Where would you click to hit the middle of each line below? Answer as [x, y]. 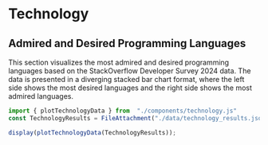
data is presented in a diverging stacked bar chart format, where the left [126, 79]
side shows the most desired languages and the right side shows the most [130, 88]
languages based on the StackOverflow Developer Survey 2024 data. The [130, 71]
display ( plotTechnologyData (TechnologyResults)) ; [93, 132]
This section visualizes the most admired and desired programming [119, 62]
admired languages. [41, 96]
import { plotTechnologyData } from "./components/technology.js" [123, 111]
